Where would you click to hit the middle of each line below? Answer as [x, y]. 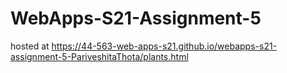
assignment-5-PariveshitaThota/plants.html [99, 56]
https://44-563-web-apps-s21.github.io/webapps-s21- [164, 46]
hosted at [30, 46]
